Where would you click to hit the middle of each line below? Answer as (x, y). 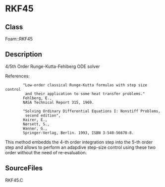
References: (17, 76)
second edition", (43, 115)
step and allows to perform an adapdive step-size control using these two (81, 147)
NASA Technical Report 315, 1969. (58, 102)
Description (24, 54)
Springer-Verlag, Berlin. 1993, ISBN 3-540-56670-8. (79, 133)
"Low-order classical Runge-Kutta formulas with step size (85, 85)
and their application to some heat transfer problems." (85, 94)
